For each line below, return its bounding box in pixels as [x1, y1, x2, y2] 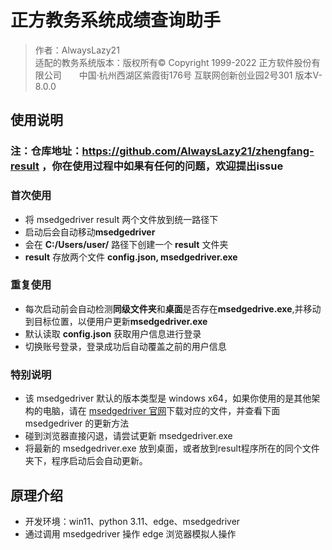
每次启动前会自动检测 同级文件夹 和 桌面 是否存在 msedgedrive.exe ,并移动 [24, 302, 322, 315]
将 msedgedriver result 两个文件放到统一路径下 [24, 213, 219, 225]
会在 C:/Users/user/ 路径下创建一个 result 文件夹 [24, 238, 229, 250]
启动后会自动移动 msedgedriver [24, 226, 156, 238]
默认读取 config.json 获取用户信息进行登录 [24, 327, 202, 340]
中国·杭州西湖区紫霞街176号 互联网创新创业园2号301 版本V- [78, 69, 323, 81]
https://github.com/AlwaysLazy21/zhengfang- [81, 144, 315, 158]
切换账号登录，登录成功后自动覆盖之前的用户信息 [24, 340, 227, 352]
